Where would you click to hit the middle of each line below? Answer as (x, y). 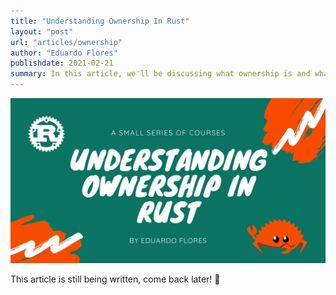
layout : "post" (42, 31)
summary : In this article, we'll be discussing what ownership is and (160, 74)
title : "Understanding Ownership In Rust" (100, 21)
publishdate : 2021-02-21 (62, 63)
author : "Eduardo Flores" (64, 53)
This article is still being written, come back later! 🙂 (115, 279)
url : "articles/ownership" (66, 42)
